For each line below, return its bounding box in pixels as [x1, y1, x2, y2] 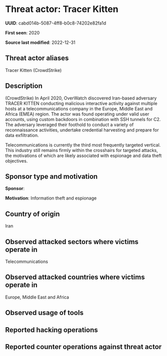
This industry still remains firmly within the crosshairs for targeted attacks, [5, 147, 158, 153]
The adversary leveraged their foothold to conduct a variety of [5, 121, 134, 127]
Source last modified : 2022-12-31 [5, 39, 76, 45]
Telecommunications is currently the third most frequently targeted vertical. [5, 141, 161, 148]
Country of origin [5, 209, 60, 218]
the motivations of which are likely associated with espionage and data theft [5, 152, 162, 158]
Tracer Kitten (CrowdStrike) [5, 67, 62, 73]
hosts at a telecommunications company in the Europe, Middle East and [5, 105, 153, 111]
